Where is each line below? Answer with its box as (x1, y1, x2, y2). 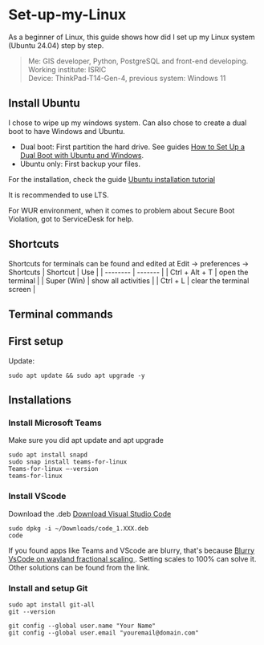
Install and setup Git (8, 582, 88, 594)
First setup (8, 335, 64, 348)
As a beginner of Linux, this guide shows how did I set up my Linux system (8, 32, 255, 42)
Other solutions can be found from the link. (8, 562, 150, 572)
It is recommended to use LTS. (8, 190, 110, 200)
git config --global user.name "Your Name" (8, 622, 156, 631)
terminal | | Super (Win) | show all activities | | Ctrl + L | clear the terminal (8, 275, 250, 286)
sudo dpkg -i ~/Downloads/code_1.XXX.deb (8, 524, 149, 533)
